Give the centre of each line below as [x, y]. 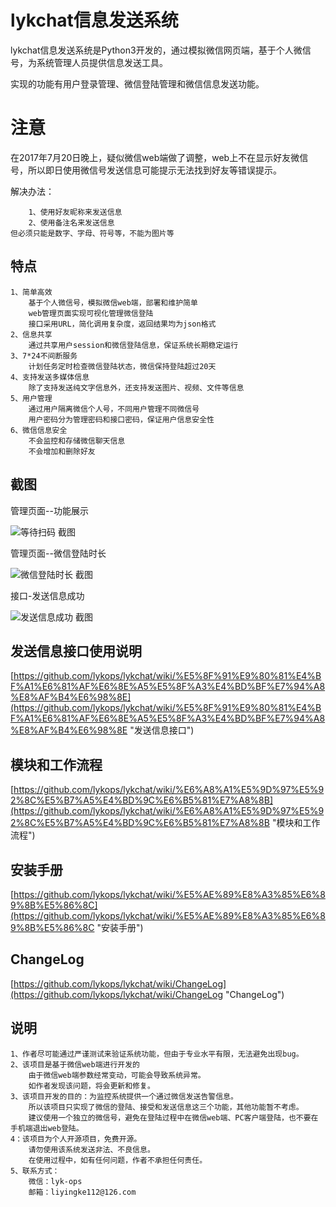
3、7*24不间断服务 [44, 356]
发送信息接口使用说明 [76, 651]
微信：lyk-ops [55, 1181]
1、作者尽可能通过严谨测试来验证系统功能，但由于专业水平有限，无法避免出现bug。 [157, 1054]
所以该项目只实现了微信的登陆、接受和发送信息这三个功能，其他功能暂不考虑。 [166, 1107]
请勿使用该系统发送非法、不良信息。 [91, 1149]
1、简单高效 [31, 292]
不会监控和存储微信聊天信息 [77, 441]
